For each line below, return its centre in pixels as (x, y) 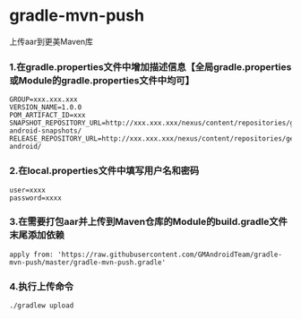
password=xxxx (36, 198)
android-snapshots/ (46, 131)
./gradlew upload (42, 306)
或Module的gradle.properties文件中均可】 (102, 80)
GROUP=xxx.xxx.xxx (43, 99)
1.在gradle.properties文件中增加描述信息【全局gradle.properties (150, 66)
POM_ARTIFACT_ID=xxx (48, 116)
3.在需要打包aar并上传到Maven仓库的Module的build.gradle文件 (149, 222)
